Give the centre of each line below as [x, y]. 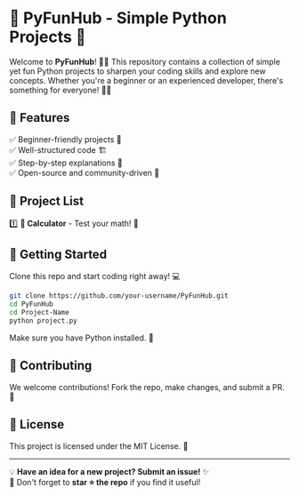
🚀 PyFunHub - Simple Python [118, 18]
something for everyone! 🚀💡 [61, 90]
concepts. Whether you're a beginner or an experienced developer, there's [146, 80]
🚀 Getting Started [58, 254]
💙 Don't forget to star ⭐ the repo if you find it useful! [105, 482]
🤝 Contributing [51, 366]
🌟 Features [40, 118]
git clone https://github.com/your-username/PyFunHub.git [119, 296]
